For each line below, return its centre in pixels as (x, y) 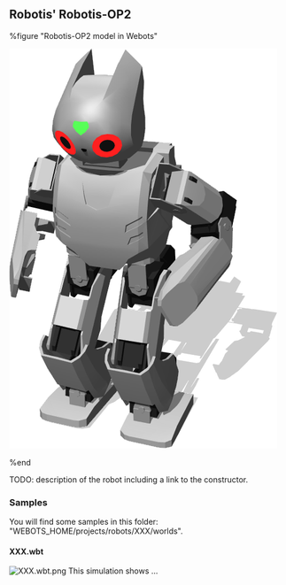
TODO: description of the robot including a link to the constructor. (129, 479)
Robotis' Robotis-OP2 (70, 15)
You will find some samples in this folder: (84, 522)
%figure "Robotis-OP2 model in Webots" (83, 35)
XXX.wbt (27, 551)
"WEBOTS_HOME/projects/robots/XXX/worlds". (96, 531)
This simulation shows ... (113, 571)
